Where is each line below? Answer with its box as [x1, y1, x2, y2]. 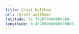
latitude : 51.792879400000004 [5, 16, 70, 21]
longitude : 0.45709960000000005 [5, 21, 74, 26]
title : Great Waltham [5, 7, 51, 12]
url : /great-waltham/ [5, 12, 51, 17]
